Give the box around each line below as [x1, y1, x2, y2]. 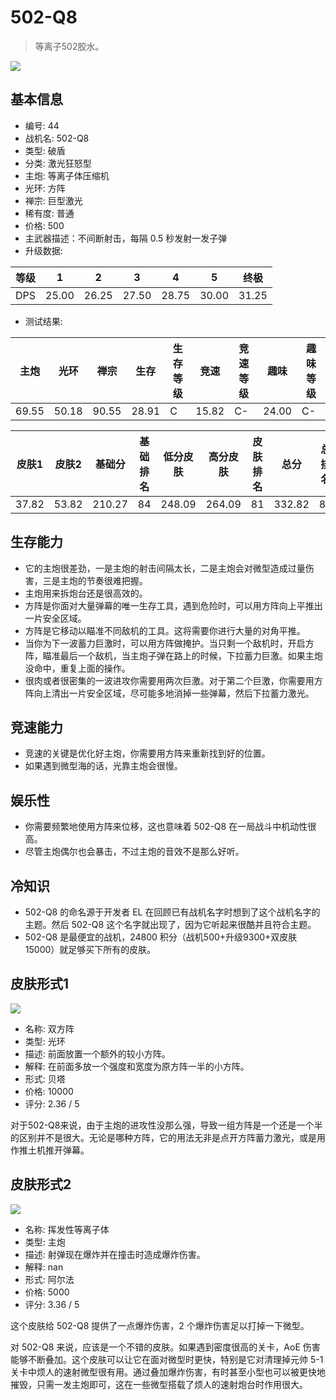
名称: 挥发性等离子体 [24, 1223, 110, 1235]
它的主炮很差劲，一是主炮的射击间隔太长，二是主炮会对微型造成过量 [24, 562, 306, 574]
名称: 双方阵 [24, 1022, 75, 1035]
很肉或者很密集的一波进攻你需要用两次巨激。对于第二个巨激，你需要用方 [24, 674, 323, 686]
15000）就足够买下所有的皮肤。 [24, 944, 157, 955]
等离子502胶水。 [34, 40, 105, 52]
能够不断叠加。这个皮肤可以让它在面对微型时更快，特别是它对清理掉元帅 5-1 [10, 1353, 324, 1365]
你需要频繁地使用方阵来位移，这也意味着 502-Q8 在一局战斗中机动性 [24, 821, 308, 833]
